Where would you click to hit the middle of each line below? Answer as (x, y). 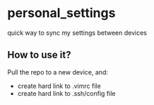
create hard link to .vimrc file (59, 86)
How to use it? (39, 55)
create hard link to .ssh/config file (66, 93)
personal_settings (61, 13)
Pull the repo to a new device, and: (58, 72)
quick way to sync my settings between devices (77, 33)
